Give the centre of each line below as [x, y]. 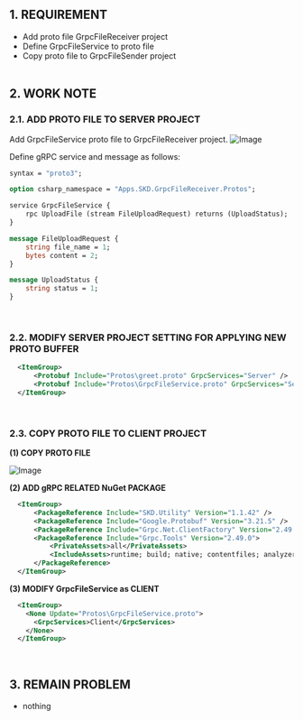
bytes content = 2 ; [62, 255]
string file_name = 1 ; [68, 247]
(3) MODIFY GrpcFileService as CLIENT [84, 588]
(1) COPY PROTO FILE [50, 453]
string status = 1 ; [62, 289]
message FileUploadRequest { [64, 238]
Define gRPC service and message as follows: [95, 156]
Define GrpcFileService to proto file [88, 46]
